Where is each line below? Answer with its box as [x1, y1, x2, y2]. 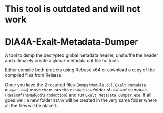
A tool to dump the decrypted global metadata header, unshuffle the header [5, 52, 159, 58]
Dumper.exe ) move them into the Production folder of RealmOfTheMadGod [5, 87, 147, 93]
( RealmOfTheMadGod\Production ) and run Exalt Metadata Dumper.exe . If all [5, 92, 152, 98]
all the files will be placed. [5, 103, 57, 109]
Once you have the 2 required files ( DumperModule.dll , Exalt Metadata [5, 82, 146, 88]
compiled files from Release [5, 72, 62, 78]
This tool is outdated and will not [5, 3, 140, 15]
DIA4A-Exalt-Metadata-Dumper [5, 36, 138, 47]
